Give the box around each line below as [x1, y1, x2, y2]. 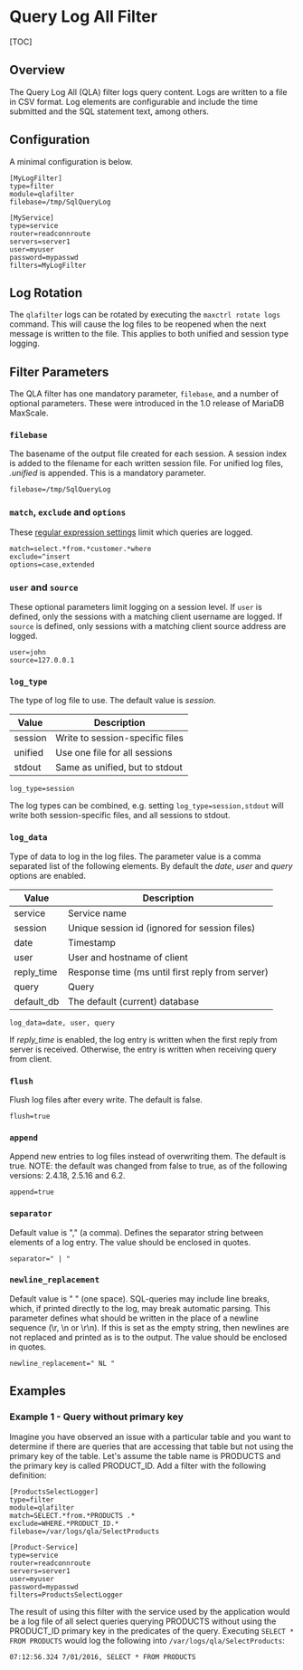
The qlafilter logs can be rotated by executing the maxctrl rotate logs [9, 310, 280, 320]
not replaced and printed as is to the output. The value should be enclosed [9, 1331, 288, 1342]
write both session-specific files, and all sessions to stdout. [9, 810, 231, 821]
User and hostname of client [67, 950, 188, 963]
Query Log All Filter [9, 6, 158, 27]
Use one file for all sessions [55, 747, 173, 759]
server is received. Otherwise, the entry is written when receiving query [9, 1044, 278, 1054]
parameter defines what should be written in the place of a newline [9, 1312, 260, 1323]
